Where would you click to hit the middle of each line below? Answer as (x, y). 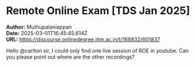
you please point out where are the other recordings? (70, 57)
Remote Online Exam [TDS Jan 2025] (98, 11)
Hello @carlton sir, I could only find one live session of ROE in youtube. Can (97, 50)
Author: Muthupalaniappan (39, 27)
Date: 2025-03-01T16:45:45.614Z (47, 33)
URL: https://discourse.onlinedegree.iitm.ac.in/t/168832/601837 (83, 39)
